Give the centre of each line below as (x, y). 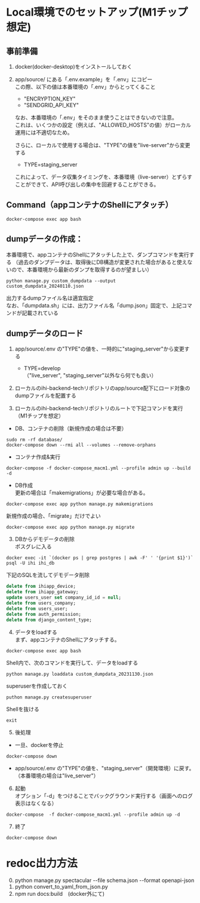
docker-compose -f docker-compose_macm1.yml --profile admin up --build (99, 468)
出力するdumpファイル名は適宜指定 (50, 298)
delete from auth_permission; (44, 614)
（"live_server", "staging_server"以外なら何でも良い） (90, 376)
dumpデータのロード (45, 333)
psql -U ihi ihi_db (30, 563)
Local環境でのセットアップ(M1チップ (97, 12)
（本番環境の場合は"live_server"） (57, 776)
